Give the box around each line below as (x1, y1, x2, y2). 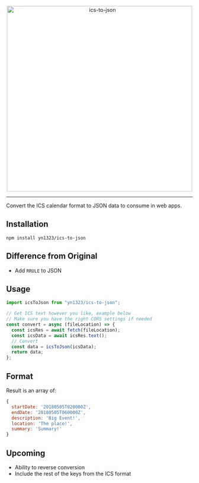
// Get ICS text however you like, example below (6, 311, 131, 317)
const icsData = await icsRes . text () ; (11, 333, 108, 339)
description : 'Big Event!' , (11, 415, 81, 421)
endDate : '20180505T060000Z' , (11, 409, 86, 415)
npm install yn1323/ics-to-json (6, 235, 86, 241)
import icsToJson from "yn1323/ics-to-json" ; (6, 300, 120, 306)
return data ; (11, 349, 44, 355)
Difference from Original (6, 251, 98, 261)
